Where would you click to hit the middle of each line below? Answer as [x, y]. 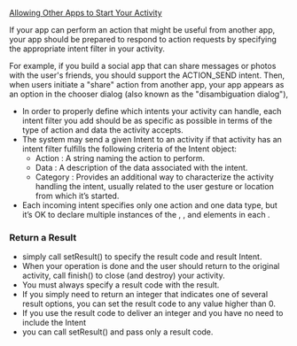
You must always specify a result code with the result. [121, 285]
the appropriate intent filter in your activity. [87, 49]
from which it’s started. [77, 196]
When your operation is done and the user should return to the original [151, 266]
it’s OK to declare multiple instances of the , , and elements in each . [146, 215]
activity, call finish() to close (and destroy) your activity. [124, 276]
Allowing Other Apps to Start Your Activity [86, 13]
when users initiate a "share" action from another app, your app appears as [147, 85]
